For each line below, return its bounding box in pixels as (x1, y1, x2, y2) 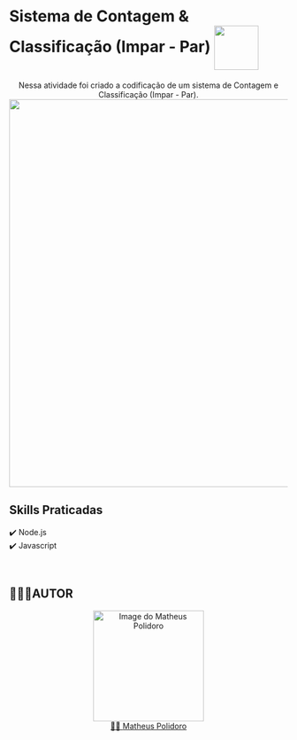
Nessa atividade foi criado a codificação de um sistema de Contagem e (19, 80, 278, 90)
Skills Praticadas (9, 502, 103, 518)
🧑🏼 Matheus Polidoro (110, 721, 187, 731)
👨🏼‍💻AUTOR (9, 587, 73, 602)
